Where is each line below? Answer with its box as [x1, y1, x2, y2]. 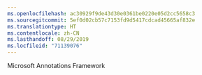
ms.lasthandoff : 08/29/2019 [7, 36, 89, 43]
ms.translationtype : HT [7, 23, 77, 30]
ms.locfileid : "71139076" [7, 42, 82, 49]
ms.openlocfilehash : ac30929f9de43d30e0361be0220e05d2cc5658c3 [7, 10, 196, 17]
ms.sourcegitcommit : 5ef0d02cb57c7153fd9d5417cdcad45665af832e [7, 17, 196, 24]
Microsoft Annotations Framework [7, 62, 106, 69]
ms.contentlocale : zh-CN [7, 29, 80, 37]
